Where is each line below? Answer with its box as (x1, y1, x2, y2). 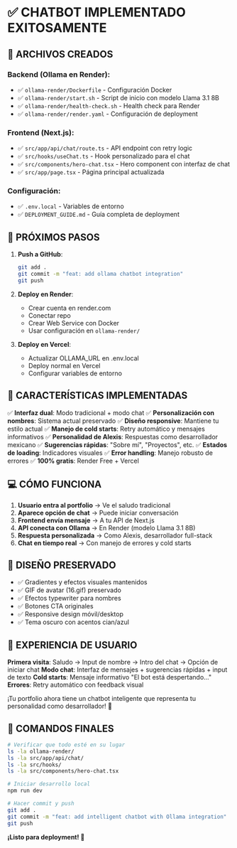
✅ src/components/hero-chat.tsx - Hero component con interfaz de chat (17, 160, 231, 168)
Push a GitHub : (17, 250, 63, 259)
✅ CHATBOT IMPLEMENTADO (7, 4, 186, 21)
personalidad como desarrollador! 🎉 (7, 702, 112, 711)
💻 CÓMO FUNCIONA (7, 478, 101, 490)
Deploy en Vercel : (17, 340, 72, 348)
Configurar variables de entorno (28, 369, 123, 377)
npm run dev (7, 787, 43, 795)
